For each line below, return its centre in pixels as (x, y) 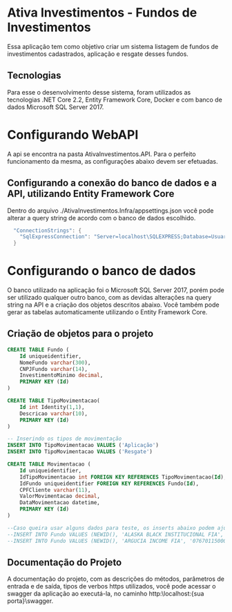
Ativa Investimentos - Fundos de (102, 13)
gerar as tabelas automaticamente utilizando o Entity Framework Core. (107, 312)
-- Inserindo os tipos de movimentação (65, 439)
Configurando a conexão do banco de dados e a (112, 183)
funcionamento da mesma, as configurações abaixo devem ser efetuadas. (113, 161)
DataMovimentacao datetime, (60, 503)
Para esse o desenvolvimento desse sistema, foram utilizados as (99, 92)
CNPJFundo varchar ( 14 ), (54, 369)
